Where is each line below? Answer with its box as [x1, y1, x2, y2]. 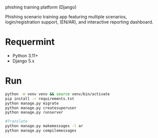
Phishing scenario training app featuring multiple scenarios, [5, 14, 127, 19]
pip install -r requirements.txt [5, 96, 75, 101]
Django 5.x [12, 58, 35, 64]
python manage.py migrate [5, 101, 59, 106]
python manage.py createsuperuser [5, 105, 77, 110]
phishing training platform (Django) [5, 4, 77, 10]
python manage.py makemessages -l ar [5, 124, 83, 129]
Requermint [5, 37, 55, 47]
